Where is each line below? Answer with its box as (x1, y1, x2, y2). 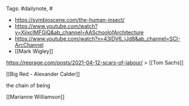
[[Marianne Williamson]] (6, 94, 65, 100)
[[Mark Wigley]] (14, 48, 53, 55)
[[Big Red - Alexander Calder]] (6, 71, 80, 77)
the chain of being (6, 82, 51, 89)
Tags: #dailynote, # (6, 5, 53, 12)
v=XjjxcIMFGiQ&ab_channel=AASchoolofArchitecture (14, 29, 144, 36)
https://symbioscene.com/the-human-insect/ (14, 16, 125, 23)
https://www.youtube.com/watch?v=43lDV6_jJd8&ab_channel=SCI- (14, 35, 181, 42)
